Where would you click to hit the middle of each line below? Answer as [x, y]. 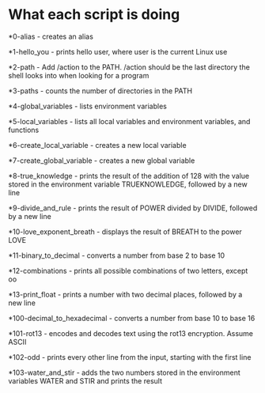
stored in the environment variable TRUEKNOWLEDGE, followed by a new [128, 184]
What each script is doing [94, 15]
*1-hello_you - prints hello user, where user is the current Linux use [118, 51]
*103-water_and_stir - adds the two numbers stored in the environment [124, 372]
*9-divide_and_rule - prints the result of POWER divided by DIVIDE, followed [133, 208]
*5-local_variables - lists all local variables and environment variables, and [129, 121]
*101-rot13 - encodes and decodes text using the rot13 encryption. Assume [131, 333]
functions [24, 130]
